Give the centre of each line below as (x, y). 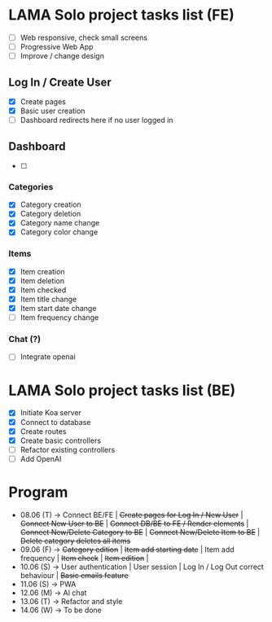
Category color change (59, 232)
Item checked (43, 290)
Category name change (60, 223)
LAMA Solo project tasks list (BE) (122, 390)
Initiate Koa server (50, 413)
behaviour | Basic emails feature (74, 575)
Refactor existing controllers (68, 449)
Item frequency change (59, 318)
